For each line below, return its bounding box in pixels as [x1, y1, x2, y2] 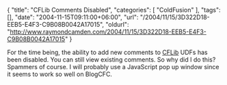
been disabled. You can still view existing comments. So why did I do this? [7, 56, 216, 64]
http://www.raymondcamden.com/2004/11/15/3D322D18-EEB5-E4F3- [10, 27, 207, 36]
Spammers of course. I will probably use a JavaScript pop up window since [7, 63, 219, 71]
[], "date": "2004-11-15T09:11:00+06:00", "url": [7, 13, 139, 21]
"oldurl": [105, 21, 129, 28]
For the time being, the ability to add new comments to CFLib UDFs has [7, 48, 208, 56]
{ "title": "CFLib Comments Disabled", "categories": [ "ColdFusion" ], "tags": [7, 6, 221, 14]
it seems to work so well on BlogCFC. [7, 70, 113, 78]
